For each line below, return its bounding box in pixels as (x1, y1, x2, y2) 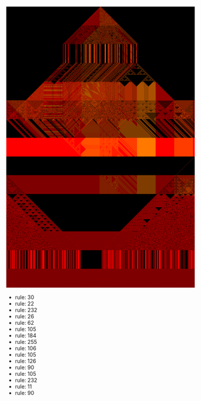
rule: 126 (14, 358, 36, 365)
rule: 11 (14, 383, 32, 390)
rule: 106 (14, 345, 37, 352)
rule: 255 (14, 339, 38, 346)
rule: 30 (14, 294, 35, 301)
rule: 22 (14, 300, 34, 307)
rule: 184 (14, 332, 37, 339)
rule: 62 (14, 319, 35, 327)
